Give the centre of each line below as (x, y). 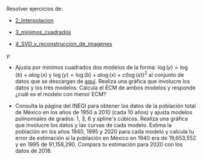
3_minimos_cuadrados (43, 32)
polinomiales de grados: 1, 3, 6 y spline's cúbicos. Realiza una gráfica (102, 118)
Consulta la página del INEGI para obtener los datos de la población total (106, 106)
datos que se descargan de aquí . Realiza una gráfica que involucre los (103, 81)
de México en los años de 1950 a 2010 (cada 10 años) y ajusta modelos (103, 112)
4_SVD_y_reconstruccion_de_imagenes (64, 44)
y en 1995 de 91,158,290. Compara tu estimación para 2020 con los (99, 144)
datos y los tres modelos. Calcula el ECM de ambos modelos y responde (105, 88)
